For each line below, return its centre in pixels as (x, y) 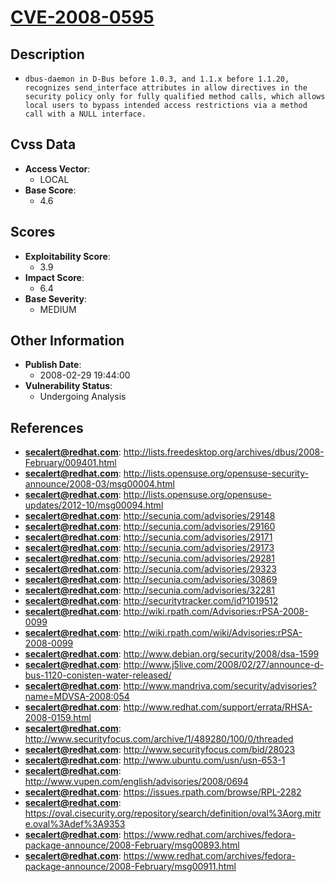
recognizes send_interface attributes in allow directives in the (166, 88)
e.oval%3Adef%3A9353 (75, 824)
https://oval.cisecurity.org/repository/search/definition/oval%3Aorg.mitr (173, 813)
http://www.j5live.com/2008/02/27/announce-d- (223, 665)
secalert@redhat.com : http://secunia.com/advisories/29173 (149, 548)
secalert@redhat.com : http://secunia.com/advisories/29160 (150, 527)
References (47, 427)
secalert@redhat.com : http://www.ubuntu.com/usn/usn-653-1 (155, 760)
